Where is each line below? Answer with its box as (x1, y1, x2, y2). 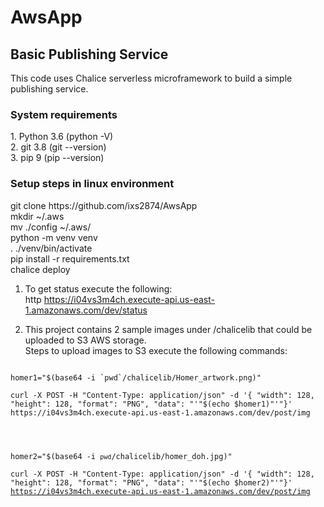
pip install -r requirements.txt (10, 252, 130, 265)
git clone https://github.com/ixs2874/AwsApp (10, 199, 198, 211)
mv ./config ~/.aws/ (10, 221, 92, 233)
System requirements (10, 107, 118, 121)
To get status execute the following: (24, 282, 173, 295)
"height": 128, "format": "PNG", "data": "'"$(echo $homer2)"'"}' (10, 477, 293, 488)
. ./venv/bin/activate (10, 242, 93, 254)
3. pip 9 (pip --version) (10, 152, 105, 164)
